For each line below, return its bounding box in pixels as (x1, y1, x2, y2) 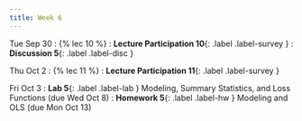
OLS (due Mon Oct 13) (9, 101, 92, 113)
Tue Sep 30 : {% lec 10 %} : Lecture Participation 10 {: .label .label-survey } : (9, 38, 294, 49)
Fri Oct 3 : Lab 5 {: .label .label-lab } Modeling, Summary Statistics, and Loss (9, 82, 291, 93)
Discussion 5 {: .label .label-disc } (9, 47, 133, 59)
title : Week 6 (9, 13, 63, 23)
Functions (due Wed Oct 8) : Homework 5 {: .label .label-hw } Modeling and (9, 92, 288, 103)
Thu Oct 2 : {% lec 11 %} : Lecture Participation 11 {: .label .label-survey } (9, 65, 279, 76)
